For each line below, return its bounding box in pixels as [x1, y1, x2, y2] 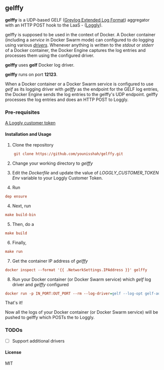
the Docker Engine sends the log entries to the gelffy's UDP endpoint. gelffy [5, 91, 158, 97]
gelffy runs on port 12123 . [5, 71, 58, 77]
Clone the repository [12, 142, 54, 148]
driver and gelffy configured [12, 281, 69, 287]
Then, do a [12, 221, 34, 227]
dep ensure [5, 194, 27, 199]
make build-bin [5, 213, 36, 218]
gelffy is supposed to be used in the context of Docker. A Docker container [5, 31, 156, 37]
